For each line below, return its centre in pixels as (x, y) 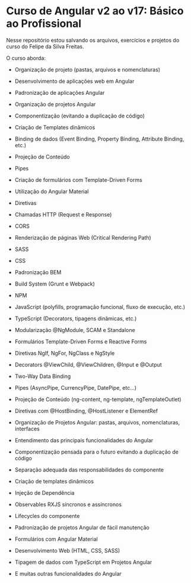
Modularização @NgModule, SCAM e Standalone (75, 330)
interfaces (27, 429)
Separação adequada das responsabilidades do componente (89, 470)
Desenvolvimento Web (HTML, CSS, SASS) (67, 550)
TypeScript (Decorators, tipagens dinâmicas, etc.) (76, 318)
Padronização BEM (38, 272)
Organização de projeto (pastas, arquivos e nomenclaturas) (87, 69)
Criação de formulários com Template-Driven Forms (78, 179)
